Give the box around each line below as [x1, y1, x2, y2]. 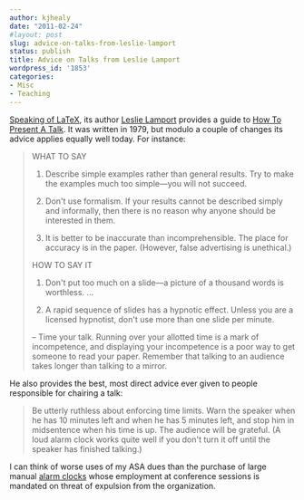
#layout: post [9, 30, 64, 39]
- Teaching [9, 89, 51, 98]
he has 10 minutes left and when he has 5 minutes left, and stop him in [31, 414, 295, 426]
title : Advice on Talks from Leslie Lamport [9, 55, 181, 64]
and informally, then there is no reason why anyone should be [44, 205, 277, 216]
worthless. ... [44, 286, 93, 297]
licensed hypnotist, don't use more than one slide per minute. [44, 313, 275, 324]
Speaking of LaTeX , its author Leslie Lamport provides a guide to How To [9, 114, 282, 125]
